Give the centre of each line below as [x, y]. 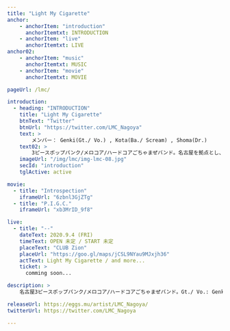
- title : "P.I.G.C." [42, 204]
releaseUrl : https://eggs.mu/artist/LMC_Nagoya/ [78, 304]
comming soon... [48, 273]
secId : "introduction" [52, 166]
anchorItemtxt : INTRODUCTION [67, 33]
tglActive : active [46, 172]
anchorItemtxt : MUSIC [56, 64]
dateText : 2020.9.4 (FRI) [56, 235]
